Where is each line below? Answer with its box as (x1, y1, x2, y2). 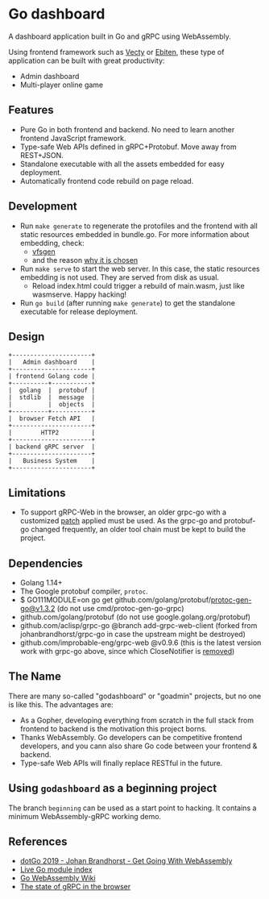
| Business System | (8, 457, 95, 465)
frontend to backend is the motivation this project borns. (19, 723, 208, 734)
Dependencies (8, 556, 83, 570)
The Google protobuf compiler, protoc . (19, 586, 148, 596)
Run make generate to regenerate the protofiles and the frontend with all (19, 221, 258, 231)
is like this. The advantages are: (8, 699, 114, 710)
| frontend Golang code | (8, 373, 95, 381)
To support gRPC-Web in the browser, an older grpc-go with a (19, 507, 227, 517)
